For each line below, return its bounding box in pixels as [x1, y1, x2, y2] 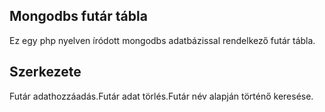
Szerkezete [9, 64, 82, 81]
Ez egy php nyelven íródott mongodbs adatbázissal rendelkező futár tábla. [9, 34, 316, 46]
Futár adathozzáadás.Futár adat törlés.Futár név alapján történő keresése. [9, 90, 314, 102]
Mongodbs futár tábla [9, 8, 148, 25]
